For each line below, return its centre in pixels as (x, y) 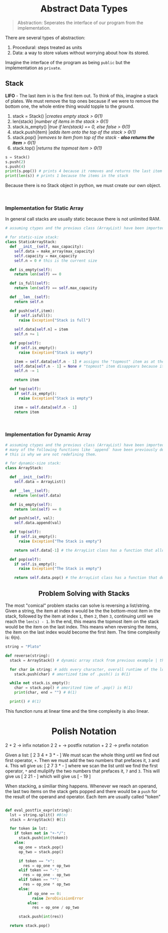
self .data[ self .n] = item (41, 330)
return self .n (29, 301)
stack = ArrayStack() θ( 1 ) (38, 820)
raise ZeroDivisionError (58, 898)
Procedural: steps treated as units (47, 47)
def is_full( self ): (30, 283)
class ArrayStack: (24, 468)
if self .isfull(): (33, 316)
